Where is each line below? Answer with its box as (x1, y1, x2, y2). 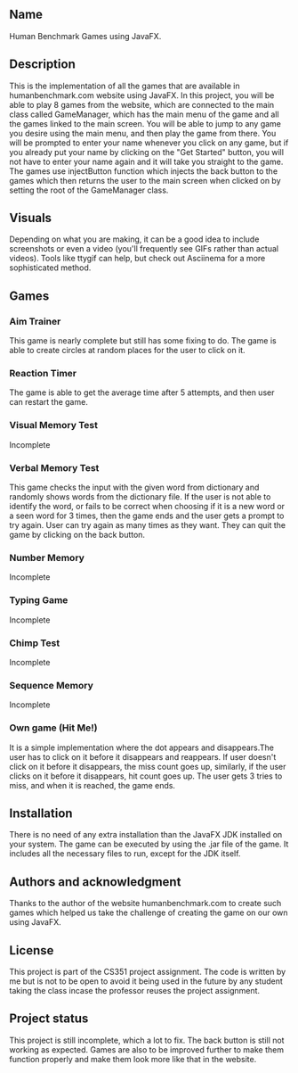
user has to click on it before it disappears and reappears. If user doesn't (9, 751, 277, 762)
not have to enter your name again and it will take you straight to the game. (9, 156, 284, 167)
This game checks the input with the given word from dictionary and (9, 482, 260, 493)
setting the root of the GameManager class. (9, 185, 169, 195)
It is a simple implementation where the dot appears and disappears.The (9, 742, 274, 753)
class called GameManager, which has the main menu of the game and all (9, 109, 279, 120)
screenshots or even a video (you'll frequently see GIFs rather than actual (9, 243, 278, 254)
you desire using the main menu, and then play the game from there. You (9, 128, 277, 138)
